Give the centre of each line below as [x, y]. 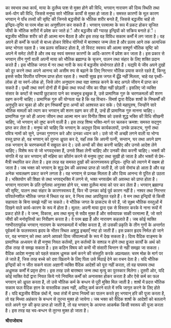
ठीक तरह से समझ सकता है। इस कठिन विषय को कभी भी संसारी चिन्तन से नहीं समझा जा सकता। [82, 248]
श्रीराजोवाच [14, 321]
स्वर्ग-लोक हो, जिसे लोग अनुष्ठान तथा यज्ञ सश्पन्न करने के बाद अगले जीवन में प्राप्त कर [90, 82]
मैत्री [8, 162]
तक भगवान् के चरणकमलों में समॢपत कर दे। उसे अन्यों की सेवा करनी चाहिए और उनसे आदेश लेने [81, 145]
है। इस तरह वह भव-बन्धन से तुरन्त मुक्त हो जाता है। [47, 310]
